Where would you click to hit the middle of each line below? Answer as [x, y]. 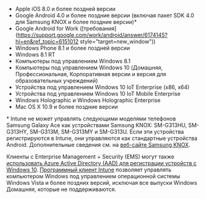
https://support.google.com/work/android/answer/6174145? [93, 35]
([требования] [98, 28]
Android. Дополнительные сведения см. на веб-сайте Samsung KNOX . [99, 145]
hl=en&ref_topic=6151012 [47, 41]
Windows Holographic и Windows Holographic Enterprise [88, 100]
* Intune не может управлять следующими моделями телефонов [91, 119]
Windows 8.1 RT [35, 54]
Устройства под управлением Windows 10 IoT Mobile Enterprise [98, 94]
